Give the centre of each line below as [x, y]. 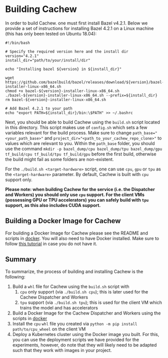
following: [15, 276]
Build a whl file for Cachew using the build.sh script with [71, 286]
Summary [21, 259]
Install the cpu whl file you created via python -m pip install [75, 323]
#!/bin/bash [17, 43]
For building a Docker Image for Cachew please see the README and [77, 233]
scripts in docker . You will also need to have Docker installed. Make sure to [82, 238]
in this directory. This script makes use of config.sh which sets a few [76, 127]
